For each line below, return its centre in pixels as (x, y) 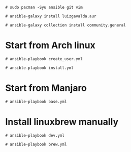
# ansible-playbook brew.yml (36, 144)
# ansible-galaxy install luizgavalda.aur (51, 16)
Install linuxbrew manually (62, 122)
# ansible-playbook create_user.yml (44, 59)
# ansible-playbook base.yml (36, 102)
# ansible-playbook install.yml (39, 68)
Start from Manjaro (46, 88)
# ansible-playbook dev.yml (35, 135)
